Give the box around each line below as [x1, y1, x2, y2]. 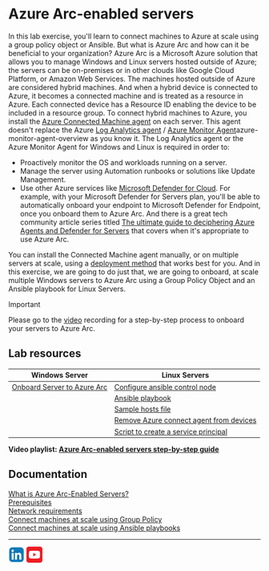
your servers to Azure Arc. [8, 323, 96, 333]
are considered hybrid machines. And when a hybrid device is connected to [8, 82, 259, 92]
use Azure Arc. [19, 234, 70, 244]
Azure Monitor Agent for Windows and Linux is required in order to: [8, 142, 230, 152]
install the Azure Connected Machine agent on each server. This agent [8, 116, 242, 126]
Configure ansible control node [114, 382, 216, 391]
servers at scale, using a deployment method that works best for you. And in [8, 258, 261, 268]
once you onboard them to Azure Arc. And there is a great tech [19, 209, 228, 218]
